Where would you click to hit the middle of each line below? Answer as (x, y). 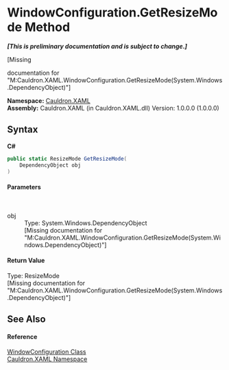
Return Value (26, 261)
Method (47, 27)
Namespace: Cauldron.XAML (49, 100)
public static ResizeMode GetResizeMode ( (67, 159)
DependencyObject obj (50, 165)
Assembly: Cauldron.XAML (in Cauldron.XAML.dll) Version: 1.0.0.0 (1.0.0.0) (113, 108)
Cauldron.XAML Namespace (47, 359)
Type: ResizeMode (33, 275)
